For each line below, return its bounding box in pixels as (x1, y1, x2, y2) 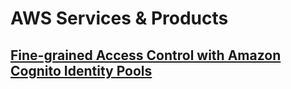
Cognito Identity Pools (10, 62, 153, 79)
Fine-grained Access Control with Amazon (10, 47, 282, 64)
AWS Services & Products (10, 7, 229, 30)
